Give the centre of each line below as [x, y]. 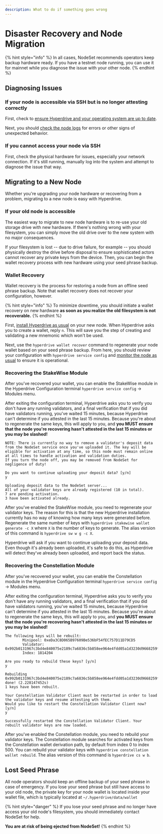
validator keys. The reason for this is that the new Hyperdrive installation [77, 513]
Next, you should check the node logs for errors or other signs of [70, 128]
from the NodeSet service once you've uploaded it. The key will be [76, 448]
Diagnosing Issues [33, 88]
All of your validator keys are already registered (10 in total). [75, 490]
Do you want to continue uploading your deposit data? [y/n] [68, 473]
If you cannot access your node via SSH [53, 146]
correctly [16, 108]
